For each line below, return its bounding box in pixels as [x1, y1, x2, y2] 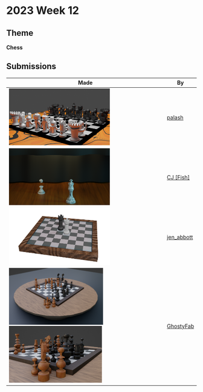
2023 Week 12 [6, 4, 80, 18]
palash [167, 113, 184, 121]
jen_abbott [167, 234, 193, 241]
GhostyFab [167, 322, 195, 330]
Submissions [6, 61, 56, 71]
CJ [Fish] [167, 173, 190, 181]
